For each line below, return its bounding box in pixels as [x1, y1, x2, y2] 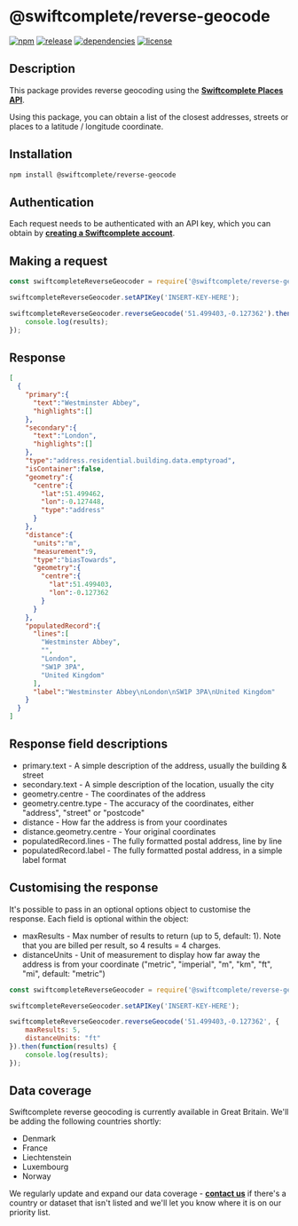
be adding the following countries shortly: [9, 1116, 161, 1127]
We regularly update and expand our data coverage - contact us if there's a [9, 1188, 286, 1199]
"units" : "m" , [32, 539, 82, 548]
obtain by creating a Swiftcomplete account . [9, 228, 176, 239]
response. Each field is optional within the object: [9, 913, 189, 924]
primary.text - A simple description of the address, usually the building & [21, 760, 287, 771]
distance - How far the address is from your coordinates [21, 817, 228, 827]
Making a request [9, 253, 108, 268]
